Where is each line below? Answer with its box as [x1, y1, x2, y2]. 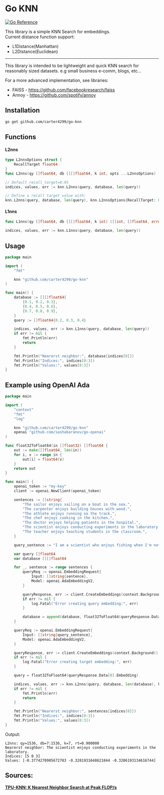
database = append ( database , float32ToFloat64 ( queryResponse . [22, 615, 152, 620]
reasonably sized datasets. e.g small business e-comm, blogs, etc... [5, 68, 142, 74]
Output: [5, 731, 20, 737]
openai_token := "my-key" [14, 484, 67, 489]
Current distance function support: [5, 34, 75, 40]
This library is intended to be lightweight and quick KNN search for [5, 62, 139, 69]
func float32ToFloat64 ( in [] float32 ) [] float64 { [5, 443, 108, 448]
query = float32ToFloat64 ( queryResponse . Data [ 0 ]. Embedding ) [14, 673, 139, 678]
